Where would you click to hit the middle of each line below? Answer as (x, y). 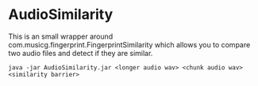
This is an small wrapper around (61, 36)
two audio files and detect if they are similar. (81, 53)
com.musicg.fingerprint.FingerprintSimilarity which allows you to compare (129, 44)
